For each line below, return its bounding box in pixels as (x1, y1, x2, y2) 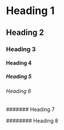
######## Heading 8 (6, 117, 58, 124)
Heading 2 (6, 28, 45, 37)
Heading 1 (6, 4, 55, 18)
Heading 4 (6, 60, 32, 67)
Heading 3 (6, 45, 36, 53)
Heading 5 (6, 73, 32, 80)
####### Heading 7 (6, 105, 55, 112)
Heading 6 (6, 88, 31, 95)
